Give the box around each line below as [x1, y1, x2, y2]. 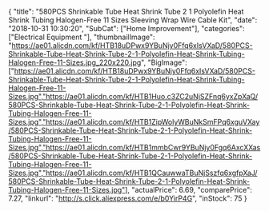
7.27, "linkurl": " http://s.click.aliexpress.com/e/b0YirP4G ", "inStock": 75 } [8, 193, 247, 203]
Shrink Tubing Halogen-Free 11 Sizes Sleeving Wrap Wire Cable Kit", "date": [8, 15, 258, 25]
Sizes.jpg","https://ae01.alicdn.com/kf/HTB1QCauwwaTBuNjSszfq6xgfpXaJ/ [8, 168, 258, 177]
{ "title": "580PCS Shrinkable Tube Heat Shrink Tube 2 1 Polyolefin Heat [8, 7, 244, 16]
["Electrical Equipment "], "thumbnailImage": [8, 32, 155, 42]
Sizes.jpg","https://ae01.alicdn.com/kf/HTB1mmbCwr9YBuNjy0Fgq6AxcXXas [8, 143, 261, 152]
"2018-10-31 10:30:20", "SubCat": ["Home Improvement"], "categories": [8, 24, 246, 33]
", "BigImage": [141, 58, 188, 67]
